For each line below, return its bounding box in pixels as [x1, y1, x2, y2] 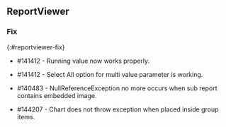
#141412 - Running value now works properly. [16, 56, 150, 65]
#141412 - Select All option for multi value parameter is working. [16, 70, 203, 78]
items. [16, 112, 35, 121]
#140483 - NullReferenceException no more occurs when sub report [16, 84, 217, 92]
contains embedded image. [16, 91, 97, 99]
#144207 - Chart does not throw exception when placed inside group [16, 105, 219, 114]
